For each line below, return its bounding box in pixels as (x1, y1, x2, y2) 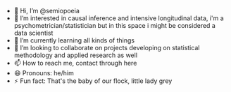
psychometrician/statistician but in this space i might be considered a (13, 22, 216, 29)
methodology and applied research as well (13, 51, 138, 59)
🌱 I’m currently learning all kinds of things (13, 36, 135, 45)
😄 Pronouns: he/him (13, 69, 74, 77)
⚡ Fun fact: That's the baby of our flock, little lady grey (13, 77, 173, 85)
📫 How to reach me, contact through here (13, 59, 137, 67)
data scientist (13, 29, 54, 37)
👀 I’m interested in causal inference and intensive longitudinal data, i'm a (13, 14, 224, 22)
